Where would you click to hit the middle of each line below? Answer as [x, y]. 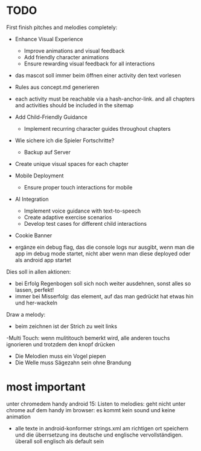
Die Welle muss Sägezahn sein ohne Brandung [73, 362]
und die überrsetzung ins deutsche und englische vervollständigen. [99, 435]
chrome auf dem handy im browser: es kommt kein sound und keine [91, 410]
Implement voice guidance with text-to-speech [82, 211]
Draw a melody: [26, 314]
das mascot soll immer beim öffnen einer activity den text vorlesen [98, 75]
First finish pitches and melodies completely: [62, 27]
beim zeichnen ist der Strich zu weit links [66, 326]
